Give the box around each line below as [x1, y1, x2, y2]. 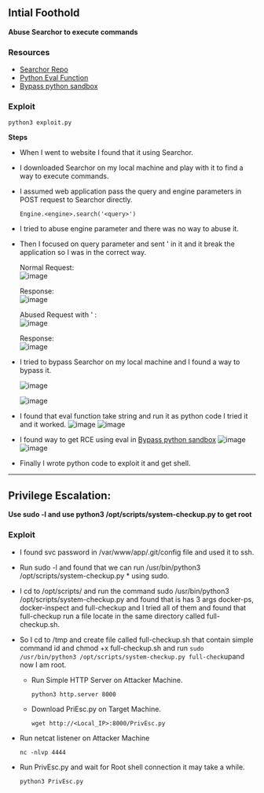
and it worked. [19, 420, 67, 430]
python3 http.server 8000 [31, 690, 116, 699]
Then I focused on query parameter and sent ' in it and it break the [19, 239, 236, 249]
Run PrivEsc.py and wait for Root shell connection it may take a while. [19, 762, 245, 772]
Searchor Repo [19, 65, 68, 74]
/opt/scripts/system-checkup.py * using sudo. [19, 570, 170, 581]
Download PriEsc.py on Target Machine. [31, 704, 161, 714]
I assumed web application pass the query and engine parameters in [19, 186, 242, 196]
